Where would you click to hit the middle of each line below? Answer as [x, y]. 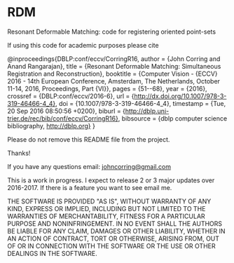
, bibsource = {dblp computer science [173, 118]
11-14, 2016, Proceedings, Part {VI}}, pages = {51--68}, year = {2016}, [108, 88]
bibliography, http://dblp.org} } [51, 126]
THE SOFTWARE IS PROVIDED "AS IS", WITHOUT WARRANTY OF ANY [109, 201]
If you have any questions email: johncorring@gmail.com [89, 166]
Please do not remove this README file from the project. [89, 139]
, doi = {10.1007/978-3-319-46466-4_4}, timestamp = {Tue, [140, 103]
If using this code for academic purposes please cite [83, 45]
